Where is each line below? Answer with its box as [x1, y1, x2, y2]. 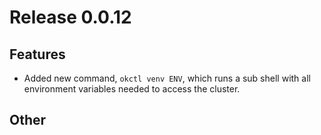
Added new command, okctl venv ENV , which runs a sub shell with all [23, 72, 311, 84]
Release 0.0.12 [9, 6, 132, 29]
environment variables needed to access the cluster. [23, 83, 241, 95]
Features [9, 46, 66, 63]
